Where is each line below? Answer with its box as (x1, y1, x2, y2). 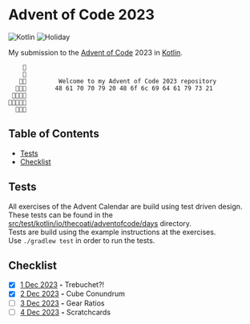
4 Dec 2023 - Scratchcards (19, 307, 111, 317)
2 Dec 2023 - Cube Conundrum (19, 289, 126, 298)
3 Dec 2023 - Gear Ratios (19, 298, 105, 308)
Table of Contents (8, 127, 100, 141)
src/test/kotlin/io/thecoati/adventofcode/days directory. (8, 218, 192, 228)
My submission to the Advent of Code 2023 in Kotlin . (8, 47, 183, 57)
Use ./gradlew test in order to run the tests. (8, 235, 155, 245)
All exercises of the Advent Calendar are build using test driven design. (8, 201, 243, 211)
